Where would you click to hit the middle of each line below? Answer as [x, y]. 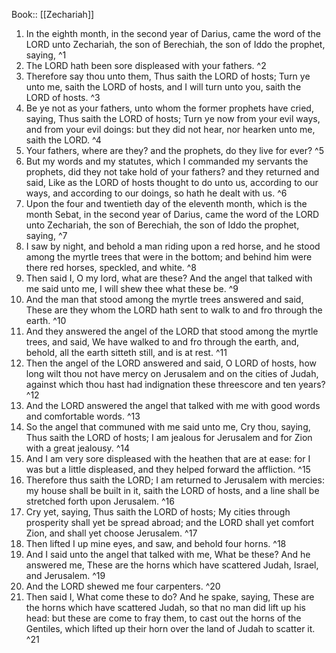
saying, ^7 [46, 235]
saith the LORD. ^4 [63, 140]
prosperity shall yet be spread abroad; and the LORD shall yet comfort [170, 522]
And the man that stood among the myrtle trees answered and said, [164, 299]
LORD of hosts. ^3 [63, 97]
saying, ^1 [46, 55]
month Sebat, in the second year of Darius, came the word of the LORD [172, 214]
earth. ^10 [46, 320]
